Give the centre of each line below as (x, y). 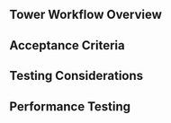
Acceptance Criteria (67, 45)
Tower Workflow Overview (85, 15)
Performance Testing (70, 106)
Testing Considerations (76, 76)
